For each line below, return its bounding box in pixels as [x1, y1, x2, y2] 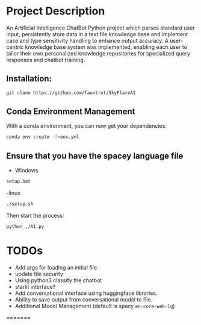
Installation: [6, 74, 52, 84]
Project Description [6, 4, 105, 18]
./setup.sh [6, 201, 34, 207]
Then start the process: [6, 212, 64, 219]
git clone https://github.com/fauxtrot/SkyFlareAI [6, 89, 136, 96]
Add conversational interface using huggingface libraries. [14, 289, 158, 297]
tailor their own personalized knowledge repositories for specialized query [6, 49, 191, 57]
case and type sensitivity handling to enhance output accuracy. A [6, 37, 169, 44]
